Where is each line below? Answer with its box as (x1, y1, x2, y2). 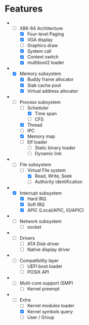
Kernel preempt (27, 286, 60, 292)
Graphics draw (27, 43, 58, 49)
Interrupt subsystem (19, 190, 62, 196)
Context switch (27, 54, 59, 60)
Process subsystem (19, 99, 61, 105)
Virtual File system (27, 167, 66, 173)
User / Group (27, 314, 55, 320)
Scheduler (27, 104, 49, 111)
